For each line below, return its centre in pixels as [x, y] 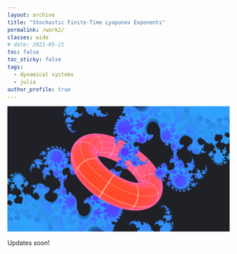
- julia [25, 82]
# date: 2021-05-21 [36, 45]
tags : [15, 67]
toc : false [23, 52]
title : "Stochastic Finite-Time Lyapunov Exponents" [86, 22]
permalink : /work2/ [36, 30]
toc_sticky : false [34, 60]
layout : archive [31, 15]
